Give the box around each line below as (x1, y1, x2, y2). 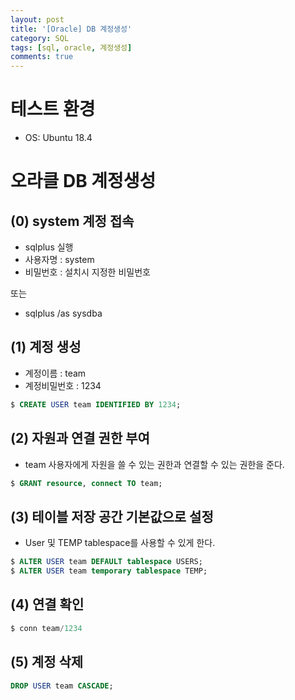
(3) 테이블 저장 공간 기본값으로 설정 (10, 508, 214, 525)
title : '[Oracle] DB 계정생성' (10, 24, 133, 34)
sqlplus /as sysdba (24, 307, 103, 320)
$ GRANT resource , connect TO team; (10, 478, 163, 488)
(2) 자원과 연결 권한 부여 (10, 430, 150, 447)
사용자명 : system (24, 254, 95, 266)
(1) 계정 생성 (10, 339, 82, 356)
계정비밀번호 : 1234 (24, 379, 102, 391)
